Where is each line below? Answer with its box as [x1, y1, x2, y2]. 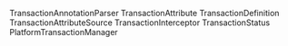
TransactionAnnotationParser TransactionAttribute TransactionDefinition [9, 8, 280, 18]
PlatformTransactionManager [9, 27, 118, 37]
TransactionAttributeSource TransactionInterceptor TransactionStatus [9, 17, 271, 28]
